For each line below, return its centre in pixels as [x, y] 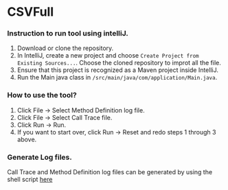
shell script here [30, 180]
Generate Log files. [39, 157]
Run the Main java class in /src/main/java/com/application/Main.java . [117, 78]
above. [27, 139]
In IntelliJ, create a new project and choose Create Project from [108, 56]
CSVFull [31, 12]
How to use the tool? [42, 95]
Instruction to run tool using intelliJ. [68, 34]
